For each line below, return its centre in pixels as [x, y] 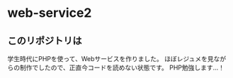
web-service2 [50, 13]
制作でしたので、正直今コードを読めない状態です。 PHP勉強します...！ [122, 67]
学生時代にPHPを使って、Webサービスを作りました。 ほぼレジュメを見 [110, 59]
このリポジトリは [45, 40]
